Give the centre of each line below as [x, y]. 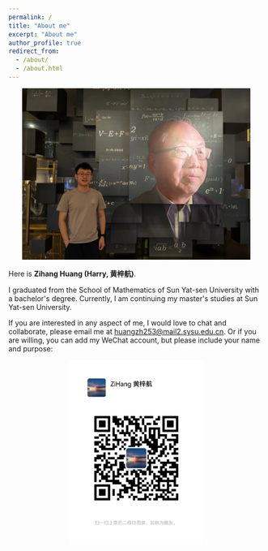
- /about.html [39, 69]
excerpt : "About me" [43, 34]
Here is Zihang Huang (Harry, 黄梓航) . [72, 274]
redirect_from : [34, 52]
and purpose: [31, 349]
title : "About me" [39, 26]
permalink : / [30, 17]
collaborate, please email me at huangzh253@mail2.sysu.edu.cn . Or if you [132, 332]
